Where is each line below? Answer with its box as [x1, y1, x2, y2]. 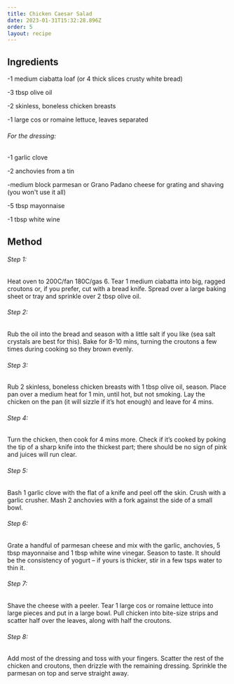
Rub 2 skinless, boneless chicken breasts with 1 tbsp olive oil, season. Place [7, 382, 226, 391]
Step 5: [7, 467, 28, 475]
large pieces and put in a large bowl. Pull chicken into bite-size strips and [7, 609, 219, 617]
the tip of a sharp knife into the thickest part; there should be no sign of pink [7, 443, 228, 451]
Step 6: [7, 520, 28, 528]
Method [7, 235, 43, 247]
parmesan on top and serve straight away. [7, 669, 130, 678]
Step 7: [7, 579, 28, 588]
